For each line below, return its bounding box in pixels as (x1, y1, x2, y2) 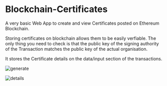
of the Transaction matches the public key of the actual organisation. (5, 46, 148, 52)
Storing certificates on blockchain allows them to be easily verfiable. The (5, 35, 156, 41)
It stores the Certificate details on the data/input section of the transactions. (5, 55, 162, 61)
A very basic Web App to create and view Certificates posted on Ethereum (5, 20, 159, 26)
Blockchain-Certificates (5, 4, 108, 15)
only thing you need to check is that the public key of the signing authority (5, 40, 159, 46)
